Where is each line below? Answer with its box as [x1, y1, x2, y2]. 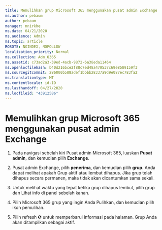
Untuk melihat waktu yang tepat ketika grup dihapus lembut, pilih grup [12, 184, 155, 190]
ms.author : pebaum [5, 13, 43, 18]
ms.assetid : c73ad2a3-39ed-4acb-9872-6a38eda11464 [5, 59, 111, 65]
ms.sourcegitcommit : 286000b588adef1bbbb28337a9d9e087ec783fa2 [5, 70, 138, 75]
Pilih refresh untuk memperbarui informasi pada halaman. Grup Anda [12, 214, 157, 220]
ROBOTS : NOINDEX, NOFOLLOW [5, 44, 61, 49]
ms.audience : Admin [5, 34, 45, 39]
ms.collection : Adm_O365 [5, 55, 56, 59]
